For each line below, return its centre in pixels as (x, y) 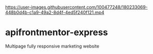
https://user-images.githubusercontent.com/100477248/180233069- (76, 7)
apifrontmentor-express (57, 32)
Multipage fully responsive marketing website (52, 46)
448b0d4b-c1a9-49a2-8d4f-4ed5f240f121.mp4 (55, 12)
